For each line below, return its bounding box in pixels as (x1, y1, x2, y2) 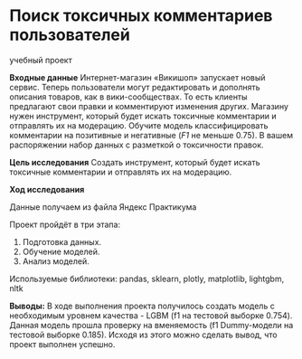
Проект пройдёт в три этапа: (9, 219, 120, 230)
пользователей (9, 24, 131, 45)
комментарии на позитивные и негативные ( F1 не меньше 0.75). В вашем (9, 129, 294, 140)
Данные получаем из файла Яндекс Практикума (9, 201, 197, 213)
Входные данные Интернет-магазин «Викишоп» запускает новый (9, 71, 266, 82)
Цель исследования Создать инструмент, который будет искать (9, 156, 260, 167)
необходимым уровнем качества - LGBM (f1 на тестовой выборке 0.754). (9, 309, 293, 321)
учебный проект (9, 54, 72, 65)
